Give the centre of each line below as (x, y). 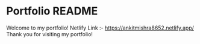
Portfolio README (52, 11)
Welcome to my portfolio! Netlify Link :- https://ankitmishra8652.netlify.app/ (100, 28)
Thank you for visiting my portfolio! (50, 34)
